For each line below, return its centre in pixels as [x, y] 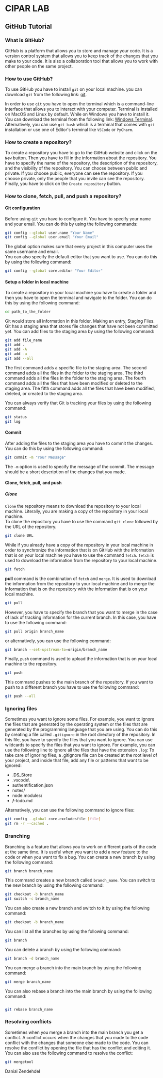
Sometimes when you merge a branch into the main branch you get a [74, 1032]
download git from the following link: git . [46, 95]
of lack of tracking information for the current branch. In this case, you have [81, 617]
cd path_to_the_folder [28, 312]
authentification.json [33, 785]
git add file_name [24, 340]
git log [13, 421]
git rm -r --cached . [27, 824]
